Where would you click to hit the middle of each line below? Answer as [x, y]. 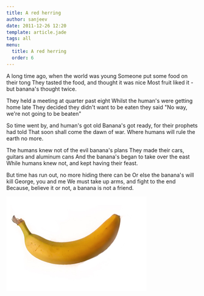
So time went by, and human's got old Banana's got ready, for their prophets [102, 125]
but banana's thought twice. [42, 89]
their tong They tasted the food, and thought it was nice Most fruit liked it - [100, 82]
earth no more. [25, 138]
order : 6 [23, 58]
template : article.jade [37, 32]
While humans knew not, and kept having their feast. [72, 163]
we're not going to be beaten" [44, 113]
